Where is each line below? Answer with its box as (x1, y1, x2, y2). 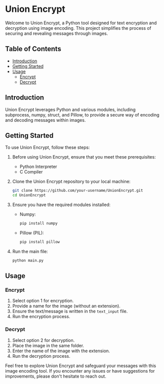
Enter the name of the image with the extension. (12, 348, 110, 354)
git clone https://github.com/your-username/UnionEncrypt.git (12, 188, 143, 193)
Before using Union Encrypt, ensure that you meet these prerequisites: (12, 154, 156, 160)
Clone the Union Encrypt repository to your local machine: (12, 178, 131, 184)
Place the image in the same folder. (12, 342, 84, 348)
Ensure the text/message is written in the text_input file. (12, 308, 128, 314)
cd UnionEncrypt (12, 193, 46, 198)
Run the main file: (12, 248, 48, 254)
